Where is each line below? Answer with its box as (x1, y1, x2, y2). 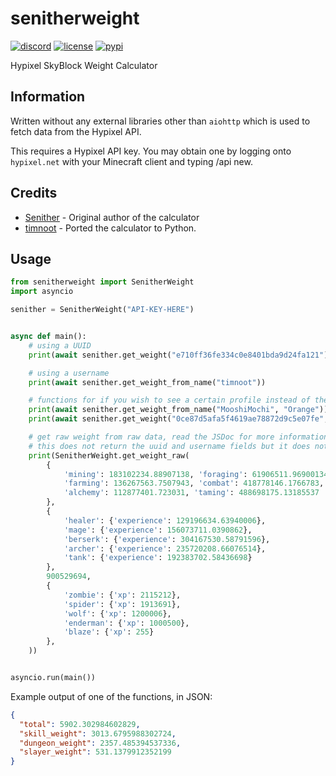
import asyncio (10, 287, 74, 297)
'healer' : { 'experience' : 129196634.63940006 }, (63, 515, 267, 526)
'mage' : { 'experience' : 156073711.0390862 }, (63, 525, 253, 535)
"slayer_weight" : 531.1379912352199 (19, 747, 172, 757)
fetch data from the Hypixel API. (10, 125, 142, 137)
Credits (10, 185, 58, 202)
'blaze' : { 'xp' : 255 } (63, 627, 155, 637)
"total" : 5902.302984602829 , (19, 719, 141, 729)
